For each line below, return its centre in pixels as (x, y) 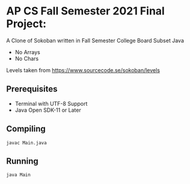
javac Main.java (26, 143)
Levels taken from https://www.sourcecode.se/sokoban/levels (83, 70)
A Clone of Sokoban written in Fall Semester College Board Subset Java (95, 40)
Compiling (26, 129)
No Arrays (28, 52)
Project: (26, 24)
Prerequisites (32, 89)
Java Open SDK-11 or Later (48, 110)
